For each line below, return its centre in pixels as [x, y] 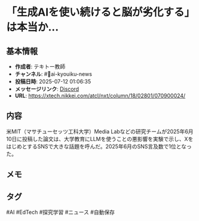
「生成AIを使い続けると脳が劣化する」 [98, 12]
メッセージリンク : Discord [47, 89]
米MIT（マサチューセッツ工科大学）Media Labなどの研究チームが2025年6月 [100, 131]
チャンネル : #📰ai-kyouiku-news [53, 74]
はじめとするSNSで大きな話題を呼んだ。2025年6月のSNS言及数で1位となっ [99, 146]
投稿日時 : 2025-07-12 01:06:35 [53, 82]
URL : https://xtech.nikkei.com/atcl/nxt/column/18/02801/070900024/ [100, 96]
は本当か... [33, 27]
